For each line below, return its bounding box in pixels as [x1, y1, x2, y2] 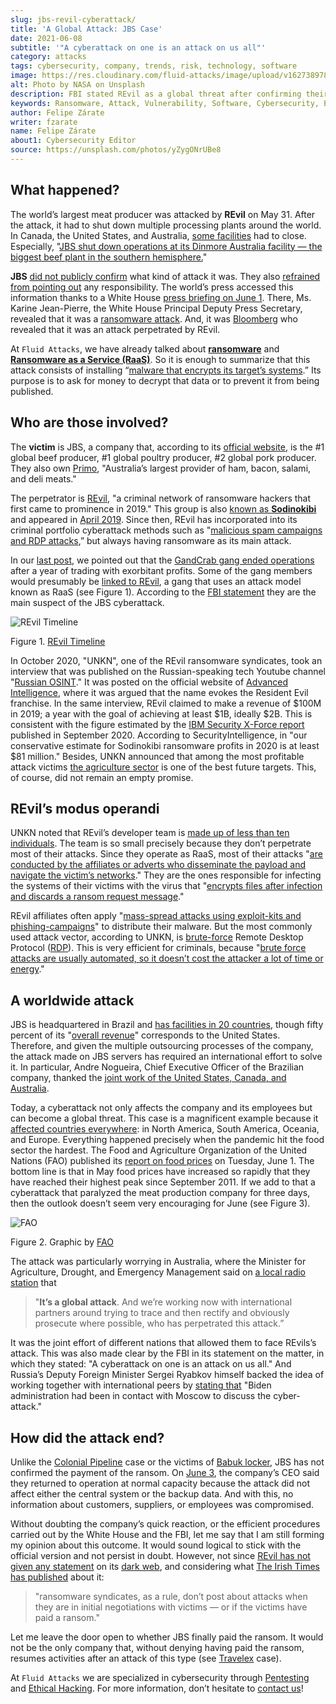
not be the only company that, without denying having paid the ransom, [10, 1641, 305, 1653]
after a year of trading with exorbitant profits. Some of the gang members [10, 564, 313, 576]
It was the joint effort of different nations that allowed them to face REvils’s [10, 1337, 317, 1349]
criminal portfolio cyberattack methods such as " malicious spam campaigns [10, 524, 323, 536]
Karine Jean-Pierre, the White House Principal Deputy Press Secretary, [10, 302, 303, 314]
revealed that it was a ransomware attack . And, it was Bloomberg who [10, 312, 298, 325]
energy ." [10, 963, 45, 975]
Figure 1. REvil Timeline [10, 635, 106, 647]
